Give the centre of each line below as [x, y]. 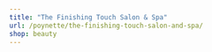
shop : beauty [33, 33]
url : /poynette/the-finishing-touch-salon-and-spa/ [106, 26]
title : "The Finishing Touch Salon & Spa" [88, 17]
